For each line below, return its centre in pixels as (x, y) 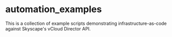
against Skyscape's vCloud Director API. (48, 28)
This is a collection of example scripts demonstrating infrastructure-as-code (86, 23)
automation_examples (54, 9)
